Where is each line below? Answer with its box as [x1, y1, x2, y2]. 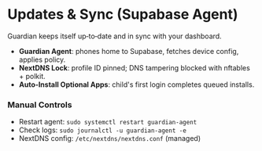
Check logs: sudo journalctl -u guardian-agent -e [18, 125, 186, 135]
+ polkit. [18, 71, 46, 81]
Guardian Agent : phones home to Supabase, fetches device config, [18, 46, 239, 56]
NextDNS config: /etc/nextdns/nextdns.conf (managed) [18, 134, 201, 143]
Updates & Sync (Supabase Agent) [7, 5, 238, 23]
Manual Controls [7, 99, 72, 110]
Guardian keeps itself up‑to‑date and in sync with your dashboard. [7, 31, 222, 41]
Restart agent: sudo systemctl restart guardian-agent [18, 117, 197, 127]
